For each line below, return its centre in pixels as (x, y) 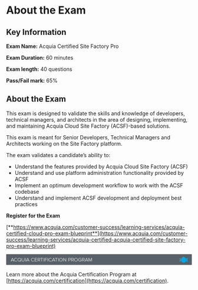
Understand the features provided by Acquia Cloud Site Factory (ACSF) (101, 167)
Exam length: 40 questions (39, 69)
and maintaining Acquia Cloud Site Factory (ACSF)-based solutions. (88, 126)
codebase (27, 191)
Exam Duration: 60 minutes (40, 58)
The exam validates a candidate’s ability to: (58, 155)
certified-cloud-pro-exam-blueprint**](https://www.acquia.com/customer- (97, 233)
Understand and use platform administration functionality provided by (99, 172)
